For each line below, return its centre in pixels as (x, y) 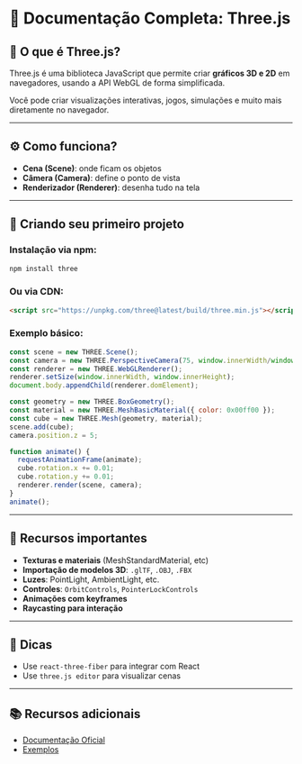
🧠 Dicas (31, 645)
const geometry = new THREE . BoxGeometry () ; (92, 402)
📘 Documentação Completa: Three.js (150, 18)
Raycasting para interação (72, 608)
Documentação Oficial (64, 740)
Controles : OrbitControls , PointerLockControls (110, 588)
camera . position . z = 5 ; (54, 435)
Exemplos (40, 750)
